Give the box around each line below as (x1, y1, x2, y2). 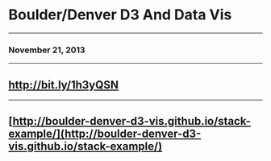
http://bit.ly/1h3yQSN (8, 78, 119, 92)
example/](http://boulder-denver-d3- (8, 127, 202, 141)
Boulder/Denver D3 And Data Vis (8, 6, 232, 24)
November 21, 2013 (8, 44, 86, 56)
